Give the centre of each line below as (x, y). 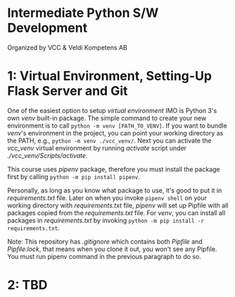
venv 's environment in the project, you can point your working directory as (115, 133)
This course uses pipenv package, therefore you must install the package (114, 169)
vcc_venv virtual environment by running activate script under (97, 148)
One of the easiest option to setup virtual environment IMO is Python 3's (112, 110)
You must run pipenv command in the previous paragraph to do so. (104, 256)
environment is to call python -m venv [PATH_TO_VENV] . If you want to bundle (117, 126)
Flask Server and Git (68, 91)
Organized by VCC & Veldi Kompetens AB (68, 47)
